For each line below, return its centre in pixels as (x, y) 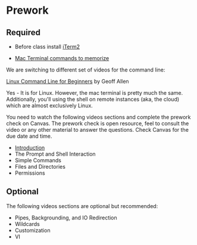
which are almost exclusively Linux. (50, 106)
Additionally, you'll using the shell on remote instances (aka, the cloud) (93, 99)
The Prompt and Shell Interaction (55, 154)
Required (23, 32)
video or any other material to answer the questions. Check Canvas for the (98, 130)
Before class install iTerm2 (47, 46)
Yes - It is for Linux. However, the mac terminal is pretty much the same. (95, 93)
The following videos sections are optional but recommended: (82, 206)
